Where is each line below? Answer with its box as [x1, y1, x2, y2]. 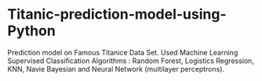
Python [7, 22, 56, 40]
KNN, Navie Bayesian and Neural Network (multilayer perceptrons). [7, 64, 225, 73]
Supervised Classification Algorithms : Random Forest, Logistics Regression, [7, 56, 254, 65]
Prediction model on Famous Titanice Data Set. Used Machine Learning [7, 48, 238, 57]
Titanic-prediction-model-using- [7, 5, 227, 23]
